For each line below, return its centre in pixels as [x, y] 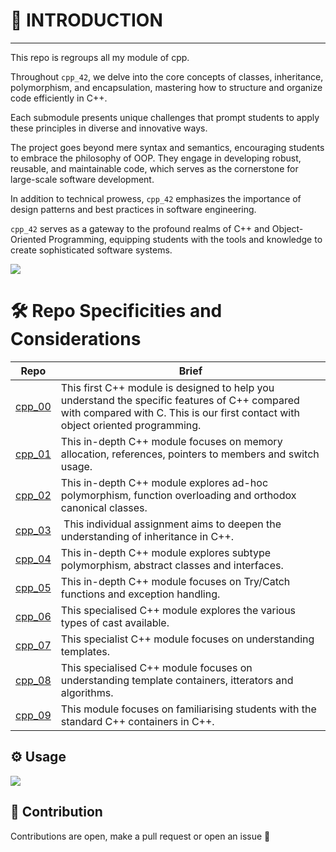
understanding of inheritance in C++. [147, 536]
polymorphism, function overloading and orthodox [178, 495]
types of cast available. [115, 622]
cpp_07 [33, 645]
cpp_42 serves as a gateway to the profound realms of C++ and [140, 228]
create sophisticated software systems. [91, 250]
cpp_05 [33, 587]
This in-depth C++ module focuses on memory [171, 441]
